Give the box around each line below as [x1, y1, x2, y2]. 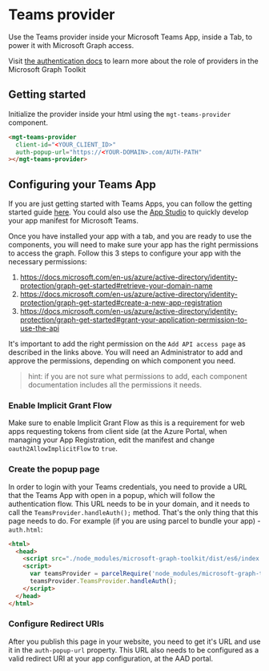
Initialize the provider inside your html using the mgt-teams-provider [8, 109, 231, 119]
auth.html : [8, 524, 43, 534]
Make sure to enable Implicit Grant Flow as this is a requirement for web [8, 418, 246, 428]
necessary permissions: [8, 257, 87, 267]
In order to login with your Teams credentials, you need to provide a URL [8, 482, 247, 492]
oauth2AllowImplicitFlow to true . [8, 444, 118, 453]
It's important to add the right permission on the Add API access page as [8, 339, 246, 349]
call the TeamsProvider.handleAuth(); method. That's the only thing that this [8, 507, 259, 517]
